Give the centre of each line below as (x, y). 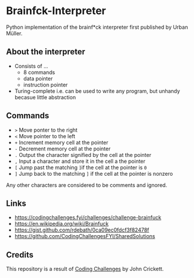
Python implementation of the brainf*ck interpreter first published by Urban (97, 27)
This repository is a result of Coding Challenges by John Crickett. (85, 269)
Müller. (14, 33)
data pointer (38, 78)
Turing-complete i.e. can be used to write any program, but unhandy (97, 91)
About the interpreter (46, 52)
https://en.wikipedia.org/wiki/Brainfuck (62, 224)
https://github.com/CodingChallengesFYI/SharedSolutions (85, 236)
